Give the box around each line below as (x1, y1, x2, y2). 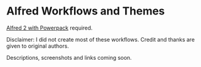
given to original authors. (6, 42, 69, 49)
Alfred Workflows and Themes (6, 4, 165, 18)
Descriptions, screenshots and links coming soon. (6, 54, 132, 61)
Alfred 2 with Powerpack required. (6, 24, 93, 31)
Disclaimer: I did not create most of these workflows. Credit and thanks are (6, 36, 195, 43)
